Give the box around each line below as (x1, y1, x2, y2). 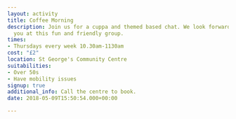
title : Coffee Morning (7, 17, 74, 24)
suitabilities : (7, 62, 52, 69)
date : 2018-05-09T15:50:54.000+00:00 (7, 95, 118, 102)
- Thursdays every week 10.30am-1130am (7, 43, 124, 50)
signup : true (7, 82, 46, 89)
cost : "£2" (7, 50, 39, 57)
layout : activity (7, 10, 58, 17)
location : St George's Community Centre (7, 56, 128, 63)
